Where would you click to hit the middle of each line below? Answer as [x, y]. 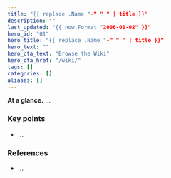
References [28, 152]
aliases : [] [25, 80]
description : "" [31, 21]
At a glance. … [29, 100]
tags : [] [20, 67]
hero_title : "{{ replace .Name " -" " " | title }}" [85, 41]
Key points [26, 119]
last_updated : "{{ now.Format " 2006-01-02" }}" [79, 27]
